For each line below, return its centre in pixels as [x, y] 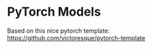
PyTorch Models [54, 12]
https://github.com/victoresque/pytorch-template [76, 37]
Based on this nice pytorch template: [59, 31]
